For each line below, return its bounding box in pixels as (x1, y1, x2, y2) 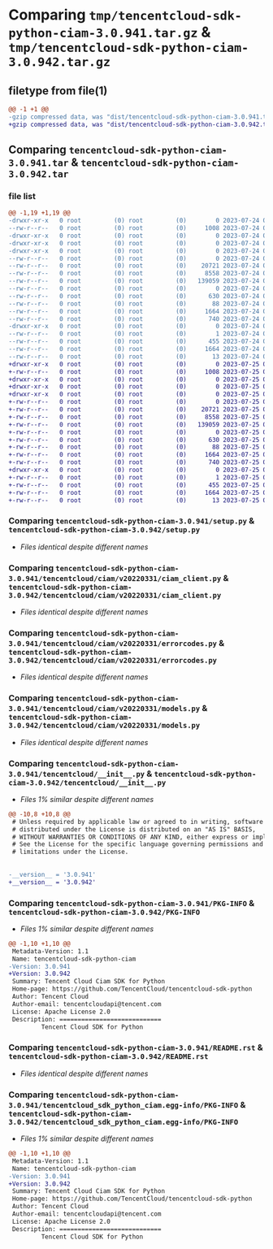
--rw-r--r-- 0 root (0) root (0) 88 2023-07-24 (8, 299, 260, 308)
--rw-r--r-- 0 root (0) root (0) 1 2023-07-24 (8, 330, 260, 338)
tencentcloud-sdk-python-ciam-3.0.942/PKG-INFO (8, 908, 201, 917)
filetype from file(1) (8, 84, 108, 98)
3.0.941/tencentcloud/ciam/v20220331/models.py (8, 705, 201, 713)
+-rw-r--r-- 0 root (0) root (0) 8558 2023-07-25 (8, 413, 260, 421)
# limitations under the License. (11, 848, 129, 857)
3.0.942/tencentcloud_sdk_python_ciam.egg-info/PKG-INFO (8, 1117, 239, 1126)
